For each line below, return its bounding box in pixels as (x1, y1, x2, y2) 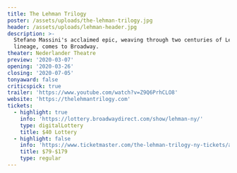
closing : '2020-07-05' (7, 69, 74, 76)
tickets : (7, 102, 33, 109)
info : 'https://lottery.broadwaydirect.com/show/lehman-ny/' (20, 115, 203, 122)
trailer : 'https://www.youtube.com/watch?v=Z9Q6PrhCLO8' (7, 89, 178, 96)
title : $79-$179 (20, 148, 68, 155)
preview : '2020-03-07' (7, 56, 74, 64)
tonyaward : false (7, 76, 59, 83)
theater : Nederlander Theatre (7, 50, 97, 57)
